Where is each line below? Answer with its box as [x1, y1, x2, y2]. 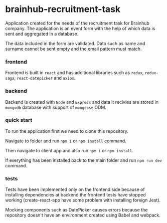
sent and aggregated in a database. [5, 31, 79, 37]
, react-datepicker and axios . [14, 75, 76, 81]
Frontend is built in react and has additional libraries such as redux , [5, 70, 144, 76]
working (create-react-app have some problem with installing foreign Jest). [5, 197, 161, 203]
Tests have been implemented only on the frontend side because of [5, 186, 145, 192]
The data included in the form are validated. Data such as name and [5, 40, 145, 46]
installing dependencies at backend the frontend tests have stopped [5, 192, 146, 198]
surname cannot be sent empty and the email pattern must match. [5, 46, 142, 52]
